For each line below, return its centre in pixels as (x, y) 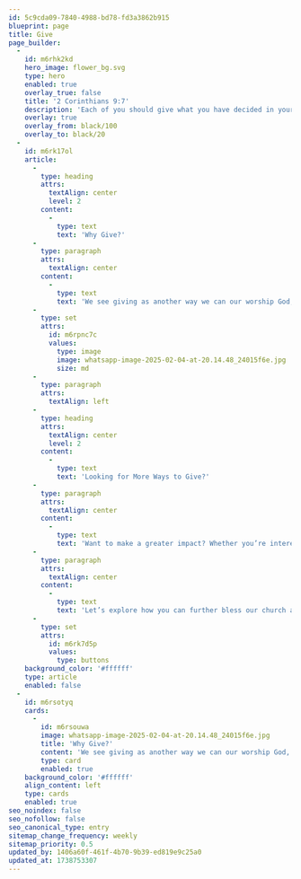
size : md (73, 368)
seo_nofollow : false (47, 819)
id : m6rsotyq (49, 702)
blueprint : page (39, 26)
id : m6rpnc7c (73, 335)
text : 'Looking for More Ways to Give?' (133, 477)
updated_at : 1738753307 (53, 861)
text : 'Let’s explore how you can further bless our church (171, 611)
